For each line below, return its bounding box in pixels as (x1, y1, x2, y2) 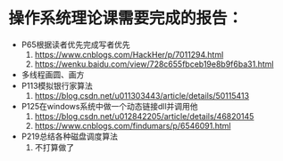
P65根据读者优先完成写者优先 (21, 39, 130, 50)
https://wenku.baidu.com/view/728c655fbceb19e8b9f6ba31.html (34, 59, 274, 69)
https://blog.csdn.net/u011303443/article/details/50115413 (34, 90, 250, 101)
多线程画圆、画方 (21, 68, 85, 80)
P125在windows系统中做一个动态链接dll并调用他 (21, 101, 198, 111)
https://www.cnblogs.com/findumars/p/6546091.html (34, 120, 231, 131)
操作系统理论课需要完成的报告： (8, 8, 244, 28)
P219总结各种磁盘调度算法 (21, 131, 118, 141)
